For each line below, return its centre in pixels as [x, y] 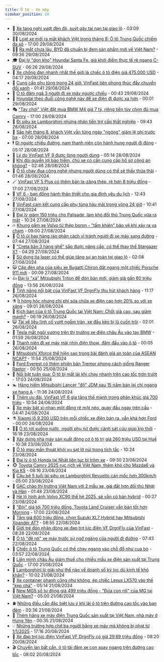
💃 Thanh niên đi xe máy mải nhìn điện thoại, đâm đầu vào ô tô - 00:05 [82, 343]
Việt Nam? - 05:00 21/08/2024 [43, 596]
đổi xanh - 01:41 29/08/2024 [41, 88]
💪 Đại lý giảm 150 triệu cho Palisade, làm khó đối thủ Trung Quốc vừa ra [84, 215]
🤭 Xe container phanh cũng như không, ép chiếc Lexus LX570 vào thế [82, 580]
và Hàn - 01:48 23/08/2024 [40, 491]
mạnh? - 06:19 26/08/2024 [39, 316]
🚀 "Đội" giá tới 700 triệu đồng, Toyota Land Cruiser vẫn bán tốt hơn [80, 507]
